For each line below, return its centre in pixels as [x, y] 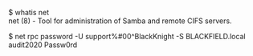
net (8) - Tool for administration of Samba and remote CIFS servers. [120, 21]
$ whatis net [29, 12]
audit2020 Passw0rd [43, 45]
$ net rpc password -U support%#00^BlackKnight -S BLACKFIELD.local [127, 36]
